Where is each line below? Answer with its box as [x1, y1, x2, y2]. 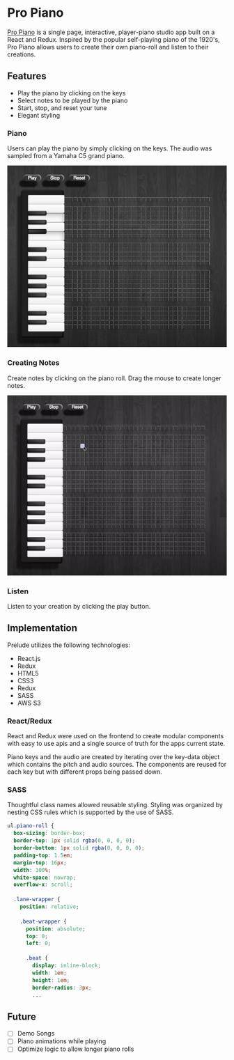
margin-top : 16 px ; [13, 859, 68, 866]
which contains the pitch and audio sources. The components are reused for [7, 761, 227, 769]
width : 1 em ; [32, 969, 68, 976]
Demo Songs [17, 1029, 55, 1038]
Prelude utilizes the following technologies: [7, 641, 131, 649]
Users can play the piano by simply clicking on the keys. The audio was [7, 144, 212, 153]
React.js [17, 654, 41, 662]
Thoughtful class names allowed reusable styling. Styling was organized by [7, 801, 223, 809]
